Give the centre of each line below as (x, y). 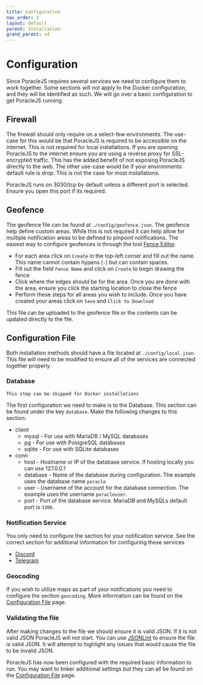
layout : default (27, 23)
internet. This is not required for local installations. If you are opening (92, 147)
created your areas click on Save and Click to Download (84, 301)
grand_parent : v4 (28, 35)
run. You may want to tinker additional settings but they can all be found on (100, 669)
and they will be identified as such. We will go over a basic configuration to (99, 94)
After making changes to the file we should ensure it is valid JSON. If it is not (101, 631)
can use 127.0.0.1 (45, 468)
